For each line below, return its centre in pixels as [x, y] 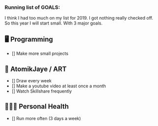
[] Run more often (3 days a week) [46, 118]
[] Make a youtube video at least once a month [59, 86]
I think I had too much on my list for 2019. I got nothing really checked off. [79, 18]
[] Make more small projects [40, 53]
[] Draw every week [32, 80]
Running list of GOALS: [32, 7]
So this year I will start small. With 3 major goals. [53, 23]
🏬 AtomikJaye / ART [36, 69]
